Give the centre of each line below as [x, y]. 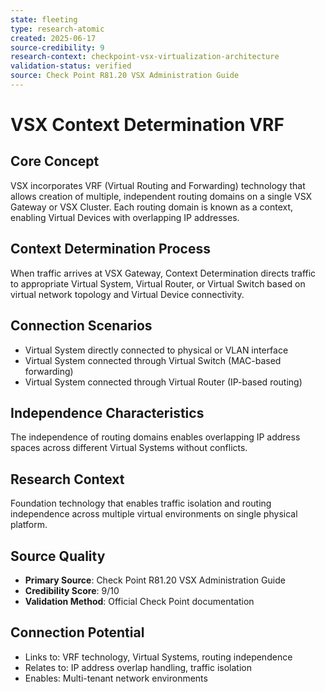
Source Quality [58, 556]
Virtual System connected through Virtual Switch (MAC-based [153, 360]
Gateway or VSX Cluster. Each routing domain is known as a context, [152, 207]
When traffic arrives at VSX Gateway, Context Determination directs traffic [163, 273]
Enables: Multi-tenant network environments [116, 678]
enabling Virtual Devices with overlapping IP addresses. [125, 217]
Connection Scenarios [81, 326]
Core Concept [55, 161]
